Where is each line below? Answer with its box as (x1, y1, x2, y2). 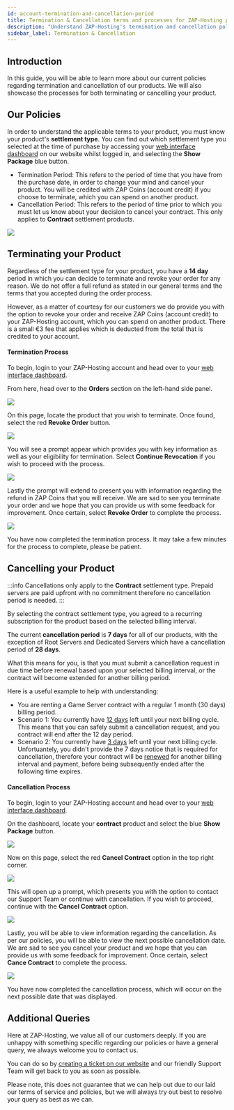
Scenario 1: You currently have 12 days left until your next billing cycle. (17, 715, 219, 723)
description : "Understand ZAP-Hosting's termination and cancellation (7, 23, 217, 30)
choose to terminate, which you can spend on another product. (17, 192, 199, 201)
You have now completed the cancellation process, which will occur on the (7, 985, 222, 993)
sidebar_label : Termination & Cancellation (7, 29, 136, 37)
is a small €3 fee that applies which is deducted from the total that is (7, 325, 203, 333)
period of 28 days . (7, 645, 61, 654)
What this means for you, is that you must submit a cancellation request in (7, 658, 219, 667)
